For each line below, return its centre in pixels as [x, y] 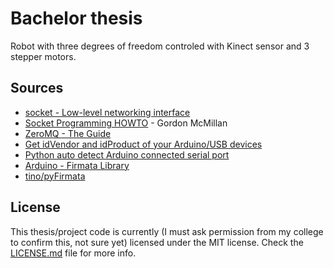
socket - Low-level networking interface [107, 112]
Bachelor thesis [76, 18]
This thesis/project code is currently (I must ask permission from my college [167, 231]
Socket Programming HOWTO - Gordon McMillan [126, 123]
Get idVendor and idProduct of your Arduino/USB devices [143, 144]
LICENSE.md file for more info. [73, 253]
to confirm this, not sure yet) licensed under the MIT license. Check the [157, 242]
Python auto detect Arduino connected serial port [127, 154]
